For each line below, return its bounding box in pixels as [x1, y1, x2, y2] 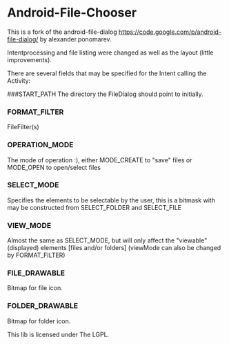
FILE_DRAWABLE [7, 268, 66, 278]
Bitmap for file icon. [7, 284, 63, 292]
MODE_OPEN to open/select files [7, 163, 101, 171]
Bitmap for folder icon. [7, 316, 71, 325]
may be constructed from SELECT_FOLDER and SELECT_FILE [7, 203, 181, 211]
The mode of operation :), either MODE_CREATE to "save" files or [7, 155, 192, 164]
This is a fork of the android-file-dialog [7, 28, 117, 36]
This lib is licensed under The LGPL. [7, 330, 110, 338]
